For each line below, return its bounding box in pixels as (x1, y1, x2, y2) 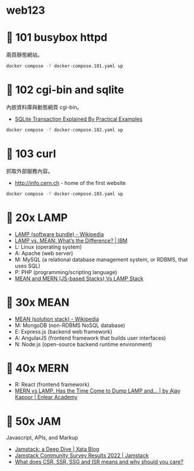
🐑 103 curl (6, 147, 56, 161)
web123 (6, 4, 46, 17)
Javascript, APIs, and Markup (6, 434, 78, 441)
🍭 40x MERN (6, 361, 69, 375)
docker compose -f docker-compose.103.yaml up (6, 191, 123, 197)
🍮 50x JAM (6, 415, 61, 428)
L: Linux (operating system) (14, 243, 82, 250)
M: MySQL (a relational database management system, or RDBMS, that (14, 256, 188, 263)
